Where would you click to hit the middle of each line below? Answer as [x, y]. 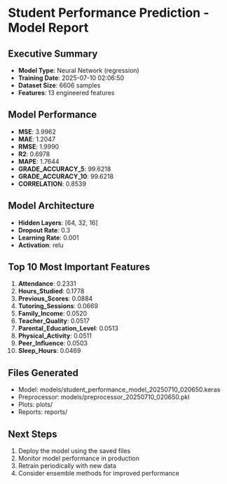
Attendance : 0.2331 [47, 284]
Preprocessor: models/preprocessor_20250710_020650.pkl [104, 397]
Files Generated [43, 373]
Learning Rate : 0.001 [48, 237]
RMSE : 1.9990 [39, 146]
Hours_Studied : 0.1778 [51, 291]
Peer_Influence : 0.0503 [53, 343]
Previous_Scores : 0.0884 [55, 298]
